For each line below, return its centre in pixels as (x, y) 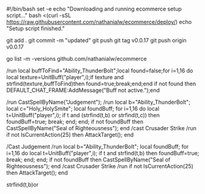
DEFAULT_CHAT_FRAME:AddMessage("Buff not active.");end (83, 90)
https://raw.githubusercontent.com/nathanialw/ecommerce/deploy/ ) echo (99, 22)
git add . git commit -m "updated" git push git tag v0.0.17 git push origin (96, 40)
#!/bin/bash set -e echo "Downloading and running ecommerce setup (94, 9)
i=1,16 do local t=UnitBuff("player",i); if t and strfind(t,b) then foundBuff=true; (103, 153)
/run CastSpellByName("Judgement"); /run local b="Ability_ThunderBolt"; (99, 102)
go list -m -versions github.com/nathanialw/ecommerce (76, 59)
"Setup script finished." (36, 28)
